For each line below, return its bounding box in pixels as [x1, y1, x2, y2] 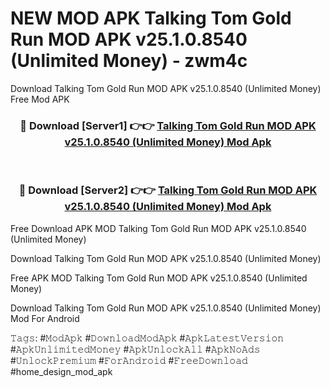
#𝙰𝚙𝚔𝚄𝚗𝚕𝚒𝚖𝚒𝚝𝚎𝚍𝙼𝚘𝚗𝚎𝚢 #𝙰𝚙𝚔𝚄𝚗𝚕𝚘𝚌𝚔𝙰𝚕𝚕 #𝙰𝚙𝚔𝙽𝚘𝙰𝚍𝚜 [10, 343, 261, 355]
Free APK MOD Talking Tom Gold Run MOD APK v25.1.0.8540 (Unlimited [10, 272, 308, 284]
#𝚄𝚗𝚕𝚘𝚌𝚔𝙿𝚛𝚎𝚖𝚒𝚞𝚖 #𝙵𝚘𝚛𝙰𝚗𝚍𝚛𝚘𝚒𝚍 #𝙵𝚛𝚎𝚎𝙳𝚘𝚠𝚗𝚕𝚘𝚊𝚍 [10, 354, 248, 366]
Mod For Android [10, 312, 80, 324]
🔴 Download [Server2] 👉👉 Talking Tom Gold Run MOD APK [18, 183, 318, 197]
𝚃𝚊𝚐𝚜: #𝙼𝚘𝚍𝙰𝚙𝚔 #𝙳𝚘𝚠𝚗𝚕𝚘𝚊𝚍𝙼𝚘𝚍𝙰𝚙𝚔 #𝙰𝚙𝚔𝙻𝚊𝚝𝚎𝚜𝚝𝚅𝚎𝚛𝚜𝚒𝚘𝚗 [10, 332, 285, 344]
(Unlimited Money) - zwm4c [10, 50, 248, 72]
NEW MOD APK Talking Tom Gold [10, 7, 292, 30]
